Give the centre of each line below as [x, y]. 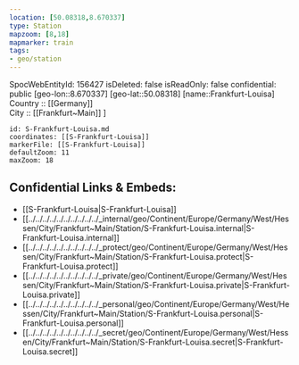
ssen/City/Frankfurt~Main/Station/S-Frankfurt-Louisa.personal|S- [143, 313]
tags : [19, 51]
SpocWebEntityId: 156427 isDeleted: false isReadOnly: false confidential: [143, 84]
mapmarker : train [42, 42]
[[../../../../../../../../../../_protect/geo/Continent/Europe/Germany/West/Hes [155, 247]
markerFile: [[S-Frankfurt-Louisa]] [77, 145]
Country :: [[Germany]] [51, 103]
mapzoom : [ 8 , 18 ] [39, 34]
